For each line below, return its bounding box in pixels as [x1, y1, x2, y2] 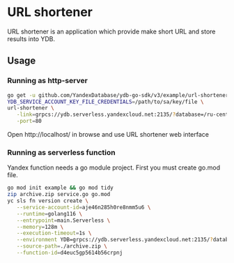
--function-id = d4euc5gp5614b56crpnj [16, 249, 123, 257]
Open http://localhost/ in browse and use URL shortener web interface [7, 130, 209, 138]
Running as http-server [7, 76, 88, 86]
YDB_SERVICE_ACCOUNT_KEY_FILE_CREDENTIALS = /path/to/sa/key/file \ [7, 98, 204, 105]
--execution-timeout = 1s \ [16, 230, 92, 237]
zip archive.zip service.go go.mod [7, 191, 111, 198]
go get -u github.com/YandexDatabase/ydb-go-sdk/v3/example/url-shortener [7, 91, 229, 98]
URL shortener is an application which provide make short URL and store [7, 27, 216, 36]
